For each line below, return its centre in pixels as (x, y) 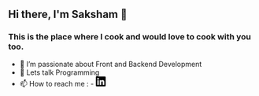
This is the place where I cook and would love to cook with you (130, 37)
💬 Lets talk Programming (59, 72)
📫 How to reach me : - (57, 83)
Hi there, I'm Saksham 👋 (68, 15)
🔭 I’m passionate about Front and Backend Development (111, 64)
